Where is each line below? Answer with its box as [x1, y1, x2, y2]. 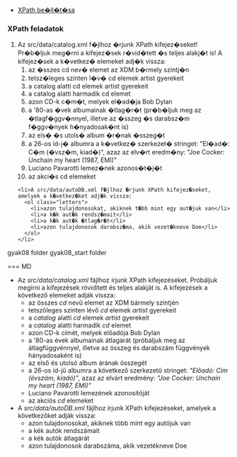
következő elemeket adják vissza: [17, 291, 115, 300]
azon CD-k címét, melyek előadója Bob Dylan [28, 329, 161, 337]
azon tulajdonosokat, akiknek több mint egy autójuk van [28, 419, 191, 427]
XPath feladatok [7, 23, 64, 33]
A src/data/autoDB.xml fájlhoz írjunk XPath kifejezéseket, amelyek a [17, 404, 216, 412]
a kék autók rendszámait [28, 427, 100, 435]
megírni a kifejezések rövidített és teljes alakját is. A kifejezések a [17, 283, 208, 292]
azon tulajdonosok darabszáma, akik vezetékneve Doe [28, 441, 187, 450]
